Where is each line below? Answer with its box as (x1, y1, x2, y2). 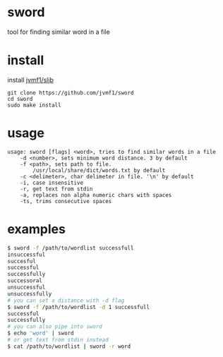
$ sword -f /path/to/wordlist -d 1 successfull (7, 303, 150, 310)
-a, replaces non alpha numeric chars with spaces (20, 191, 172, 198)
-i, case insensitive (20, 179, 83, 186)
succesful (7, 258, 37, 265)
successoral (7, 277, 42, 284)
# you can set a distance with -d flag (7, 297, 125, 304)
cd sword (7, 95, 33, 102)
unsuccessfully (7, 290, 52, 297)
